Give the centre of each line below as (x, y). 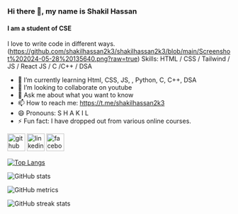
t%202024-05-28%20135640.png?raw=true (73, 59)
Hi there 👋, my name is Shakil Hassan (72, 11)
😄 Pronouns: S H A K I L (53, 113)
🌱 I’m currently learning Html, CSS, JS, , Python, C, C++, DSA (107, 80)
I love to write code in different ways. (61, 44)
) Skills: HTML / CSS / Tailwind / (183, 59)
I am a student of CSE (40, 28)
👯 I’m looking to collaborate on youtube (75, 88)
